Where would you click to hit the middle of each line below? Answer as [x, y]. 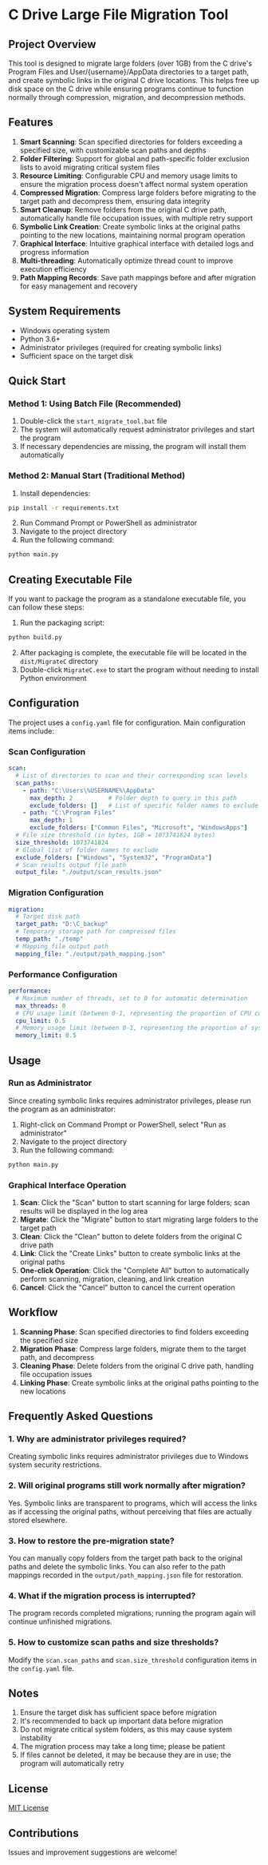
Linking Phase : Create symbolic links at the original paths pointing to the [139, 1382]
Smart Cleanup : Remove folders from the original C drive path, [123, 209]
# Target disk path [48, 917]
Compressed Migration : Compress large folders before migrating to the [138, 193]
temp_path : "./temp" [49, 939]
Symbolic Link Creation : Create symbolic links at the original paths [130, 226]
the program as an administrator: [62, 1109]
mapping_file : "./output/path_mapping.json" [91, 954]
